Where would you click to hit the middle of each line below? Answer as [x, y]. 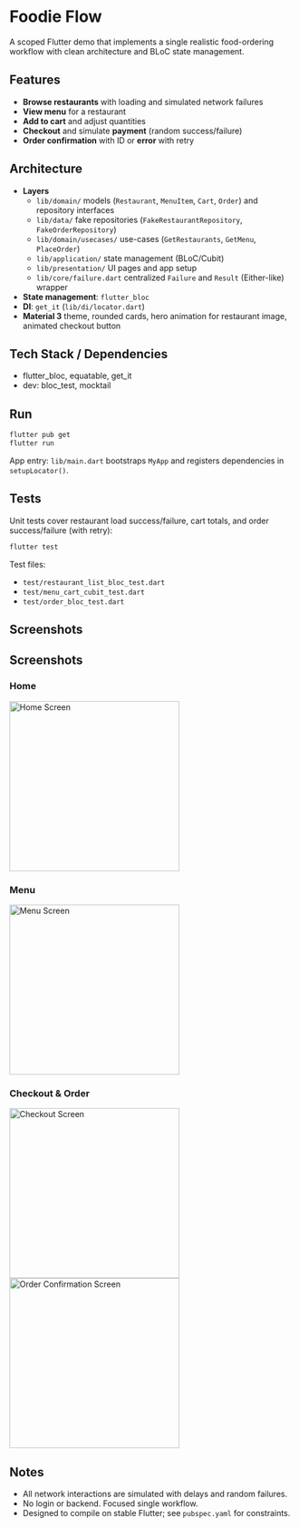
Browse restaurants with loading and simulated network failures [143, 102]
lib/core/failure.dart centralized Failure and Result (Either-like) [160, 277]
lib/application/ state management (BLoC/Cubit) [130, 258]
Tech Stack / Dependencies [89, 354]
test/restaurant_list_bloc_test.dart [94, 582]
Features [35, 80]
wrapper [52, 287]
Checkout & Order [50, 1093]
